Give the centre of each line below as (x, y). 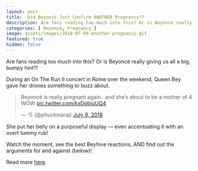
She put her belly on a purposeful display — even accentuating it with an (95, 126)
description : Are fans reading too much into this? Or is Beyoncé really (99, 22)
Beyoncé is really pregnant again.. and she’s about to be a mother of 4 (106, 97)
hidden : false (24, 45)
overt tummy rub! (27, 133)
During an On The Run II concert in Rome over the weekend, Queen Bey (94, 79)
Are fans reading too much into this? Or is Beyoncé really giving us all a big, (98, 61)
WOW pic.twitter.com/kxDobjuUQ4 (63, 103)
